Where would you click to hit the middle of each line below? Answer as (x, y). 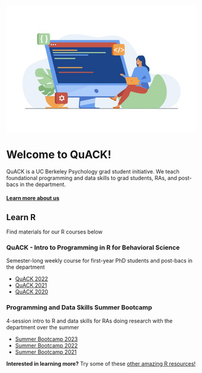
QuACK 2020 (31, 292)
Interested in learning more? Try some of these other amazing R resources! (101, 363)
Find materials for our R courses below (54, 232)
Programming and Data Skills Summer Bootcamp (79, 307)
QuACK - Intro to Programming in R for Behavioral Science (93, 247)
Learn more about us (33, 198)
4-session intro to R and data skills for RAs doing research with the (90, 321)
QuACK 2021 (31, 285)
